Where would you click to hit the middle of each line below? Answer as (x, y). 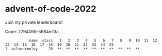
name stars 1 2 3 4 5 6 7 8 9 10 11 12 (93, 40)
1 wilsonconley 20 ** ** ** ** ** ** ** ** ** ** (72, 49)
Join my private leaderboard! (34, 22)
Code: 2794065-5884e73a (32, 31)
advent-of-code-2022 (51, 9)
